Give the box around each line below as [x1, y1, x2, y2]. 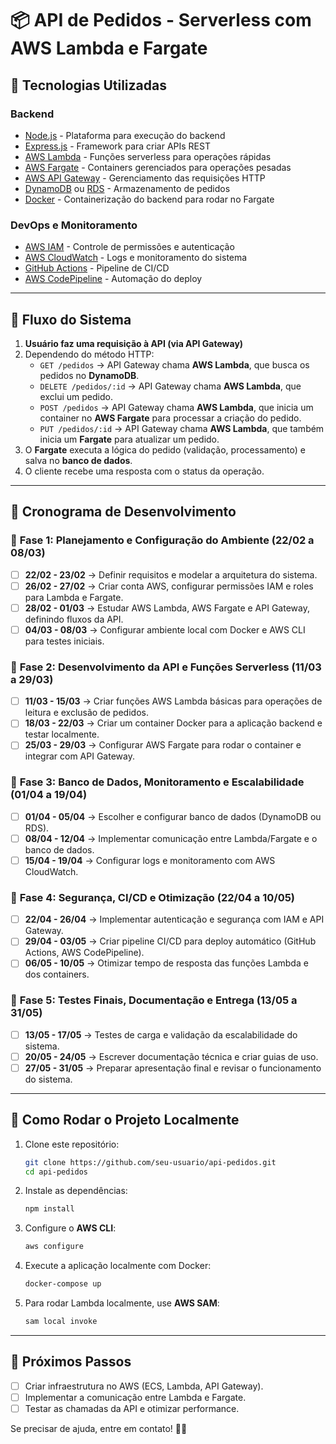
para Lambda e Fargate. [24, 591, 124, 603]
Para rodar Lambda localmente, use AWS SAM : [24, 1297, 220, 1309]
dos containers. [24, 968, 90, 981]
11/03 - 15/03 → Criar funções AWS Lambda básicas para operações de [24, 695, 323, 707]
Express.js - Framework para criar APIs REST [24, 140, 211, 152]
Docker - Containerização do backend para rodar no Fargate [24, 193, 275, 205]
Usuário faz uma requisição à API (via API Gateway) [24, 337, 244, 349]
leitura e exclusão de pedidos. [24, 707, 149, 719]
